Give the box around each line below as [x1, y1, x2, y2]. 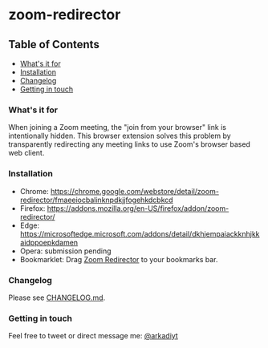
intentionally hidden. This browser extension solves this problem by [8, 131, 231, 141]
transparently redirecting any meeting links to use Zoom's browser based [8, 140, 251, 149]
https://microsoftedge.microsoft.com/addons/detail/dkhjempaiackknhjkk [19, 229, 260, 238]
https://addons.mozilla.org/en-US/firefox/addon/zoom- [47, 203, 229, 213]
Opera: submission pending [19, 246, 112, 256]
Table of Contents [8, 38, 100, 51]
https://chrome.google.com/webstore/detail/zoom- [51, 186, 219, 196]
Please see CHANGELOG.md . [8, 293, 106, 302]
